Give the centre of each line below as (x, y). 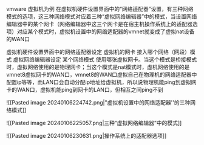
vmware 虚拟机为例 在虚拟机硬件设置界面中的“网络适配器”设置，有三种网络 (100, 9)
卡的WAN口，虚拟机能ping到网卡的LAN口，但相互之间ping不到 (85, 90)
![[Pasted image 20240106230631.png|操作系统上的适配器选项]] (87, 136)
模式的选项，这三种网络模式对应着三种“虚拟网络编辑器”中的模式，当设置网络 (102, 16)
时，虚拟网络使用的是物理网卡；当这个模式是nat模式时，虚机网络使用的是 (98, 67)
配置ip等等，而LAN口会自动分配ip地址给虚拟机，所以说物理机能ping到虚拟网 (101, 82)
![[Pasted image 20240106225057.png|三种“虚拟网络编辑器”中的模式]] (94, 123)
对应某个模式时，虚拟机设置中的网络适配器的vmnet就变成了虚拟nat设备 (106, 31)
